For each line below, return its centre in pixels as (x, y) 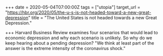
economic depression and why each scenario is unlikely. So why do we (79, 38)
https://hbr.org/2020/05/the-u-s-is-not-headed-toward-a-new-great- (79, 12)
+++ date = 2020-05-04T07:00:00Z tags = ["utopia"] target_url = (73, 7)
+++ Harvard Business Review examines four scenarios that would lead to (81, 32)
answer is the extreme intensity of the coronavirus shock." (65, 48)
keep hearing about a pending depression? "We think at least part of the (80, 43)
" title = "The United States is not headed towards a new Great (93, 18)
